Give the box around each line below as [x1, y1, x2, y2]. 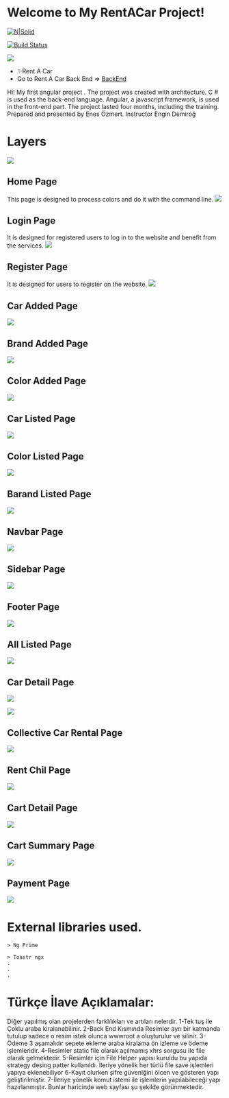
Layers [7, 134, 46, 150]
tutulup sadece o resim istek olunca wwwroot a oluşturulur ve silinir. [7, 1032, 198, 1040]
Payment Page [7, 877, 70, 889]
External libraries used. [7, 919, 142, 935]
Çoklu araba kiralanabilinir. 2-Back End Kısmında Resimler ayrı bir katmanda [7, 1025, 221, 1033]
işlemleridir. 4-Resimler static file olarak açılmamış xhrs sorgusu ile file [7, 1047, 205, 1055]
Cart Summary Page [7, 840, 95, 852]
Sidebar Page [7, 564, 66, 575]
